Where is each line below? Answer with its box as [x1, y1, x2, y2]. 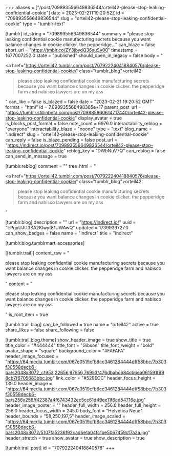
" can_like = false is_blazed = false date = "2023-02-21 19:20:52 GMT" [5, 98, 155, 105]
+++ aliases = [5, 5, 35, 10]
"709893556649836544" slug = [5, 15, 74, 21]
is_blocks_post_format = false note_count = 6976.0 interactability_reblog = [5, 121, 162, 126]
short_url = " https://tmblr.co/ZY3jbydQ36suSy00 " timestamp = [5, 47, 138, 53]
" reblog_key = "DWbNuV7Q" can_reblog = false [63, 148, 166, 153]
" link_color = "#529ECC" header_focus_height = [52, 375, 156, 381]
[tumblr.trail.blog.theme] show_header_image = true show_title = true [5, 337, 151, 343]
